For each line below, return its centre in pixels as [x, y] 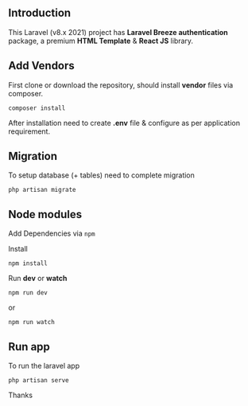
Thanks [21, 395]
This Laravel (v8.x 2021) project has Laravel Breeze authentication [118, 32]
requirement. [29, 131]
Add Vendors [42, 66]
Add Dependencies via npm [52, 233]
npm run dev [28, 293]
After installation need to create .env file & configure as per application [124, 123]
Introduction [40, 13]
